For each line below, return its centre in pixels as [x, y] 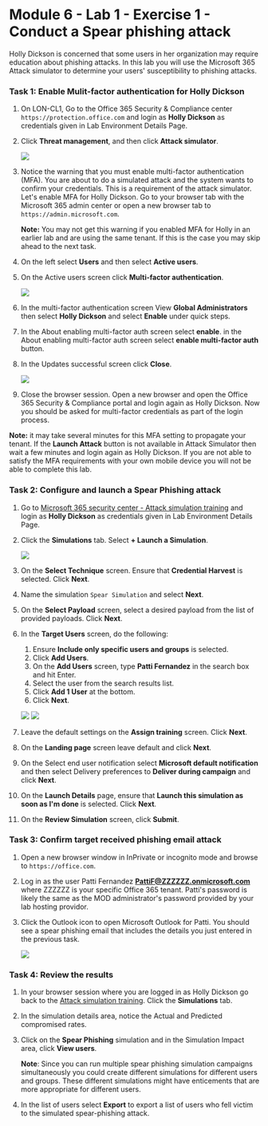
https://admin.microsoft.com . [70, 214]
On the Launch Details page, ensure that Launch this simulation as [132, 795]
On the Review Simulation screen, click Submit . [100, 819]
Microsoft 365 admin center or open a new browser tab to [116, 206]
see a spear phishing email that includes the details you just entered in [136, 930]
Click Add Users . [61, 658]
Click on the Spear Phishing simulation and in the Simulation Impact [132, 1040]
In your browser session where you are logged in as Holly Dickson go [134, 992]
